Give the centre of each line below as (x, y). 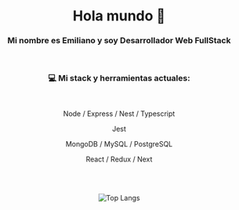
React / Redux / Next (119, 159)
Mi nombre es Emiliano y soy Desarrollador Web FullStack (119, 41)
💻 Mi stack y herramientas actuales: (119, 78)
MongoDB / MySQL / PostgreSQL (119, 143)
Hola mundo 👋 (119, 16)
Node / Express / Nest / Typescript (119, 114)
